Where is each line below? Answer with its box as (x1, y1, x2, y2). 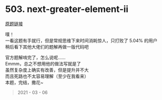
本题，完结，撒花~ (5, 79, 44, 85)
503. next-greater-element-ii (5, 3, 129, 15)
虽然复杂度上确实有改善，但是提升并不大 (5, 66, 89, 73)
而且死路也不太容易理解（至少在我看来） (5, 73, 89, 79)
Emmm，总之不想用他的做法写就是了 (5, 60, 81, 66)
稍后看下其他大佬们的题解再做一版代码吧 (5, 43, 89, 49)
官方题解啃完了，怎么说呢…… (5, 54, 66, 60)
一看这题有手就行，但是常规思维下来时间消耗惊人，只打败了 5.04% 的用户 (5, 37, 158, 43)
